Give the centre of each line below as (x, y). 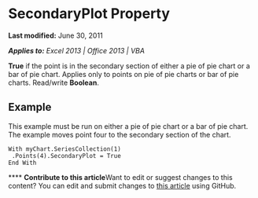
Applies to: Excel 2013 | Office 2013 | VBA (77, 50)
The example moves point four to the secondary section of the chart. (120, 134)
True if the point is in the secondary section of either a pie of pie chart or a (129, 66)
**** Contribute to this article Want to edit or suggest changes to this (121, 177)
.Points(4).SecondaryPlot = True (66, 156)
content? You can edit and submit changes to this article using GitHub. (122, 185)
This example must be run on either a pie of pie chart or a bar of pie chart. (128, 126)
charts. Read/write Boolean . (54, 82)
